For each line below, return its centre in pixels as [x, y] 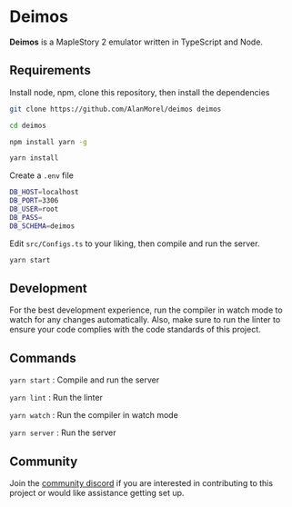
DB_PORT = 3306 [34, 201]
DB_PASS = [26, 217]
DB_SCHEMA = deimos [42, 226]
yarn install [34, 158]
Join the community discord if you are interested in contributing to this [141, 482]
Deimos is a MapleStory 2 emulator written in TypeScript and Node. [136, 42]
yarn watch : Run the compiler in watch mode [94, 415]
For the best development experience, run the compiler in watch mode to [146, 310]
